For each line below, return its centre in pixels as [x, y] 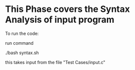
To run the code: [22, 33]
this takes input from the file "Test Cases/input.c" [55, 62]
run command [19, 43]
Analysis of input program [60, 20]
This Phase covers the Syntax [67, 9]
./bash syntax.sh [22, 53]
